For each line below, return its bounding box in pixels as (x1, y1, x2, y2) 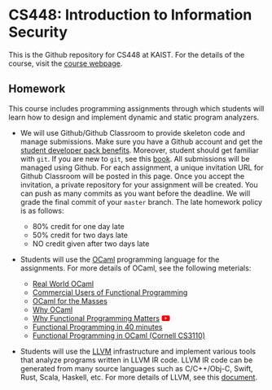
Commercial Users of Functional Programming (32, 287, 188, 297)
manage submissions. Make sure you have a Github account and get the (20, 136, 263, 146)
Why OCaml (32, 305, 73, 314)
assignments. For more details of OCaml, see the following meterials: (20, 262, 252, 273)
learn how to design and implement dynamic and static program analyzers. (8, 112, 260, 122)
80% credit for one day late (32, 221, 125, 231)
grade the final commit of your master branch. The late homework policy (20, 197, 263, 206)
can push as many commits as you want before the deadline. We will (20, 188, 251, 198)
